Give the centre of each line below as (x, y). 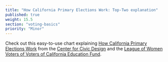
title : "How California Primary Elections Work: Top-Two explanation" (82, 10)
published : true (22, 15)
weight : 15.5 (19, 19)
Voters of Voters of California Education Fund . (53, 54)
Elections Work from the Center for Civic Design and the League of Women (84, 49)
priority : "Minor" (25, 29)
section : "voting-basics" (33, 24)
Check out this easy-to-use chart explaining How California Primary (76, 43)
